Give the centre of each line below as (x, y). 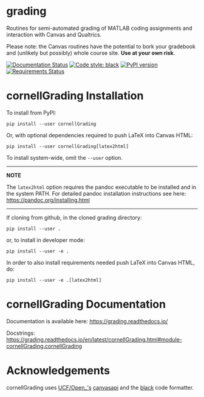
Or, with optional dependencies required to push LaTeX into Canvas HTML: (100, 135)
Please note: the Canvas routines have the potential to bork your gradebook (101, 46)
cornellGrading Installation (75, 96)
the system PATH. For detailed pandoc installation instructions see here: (96, 193)
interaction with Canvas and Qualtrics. (54, 34)
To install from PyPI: (31, 113)
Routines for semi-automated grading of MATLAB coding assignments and (99, 28)
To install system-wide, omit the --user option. (65, 157)
